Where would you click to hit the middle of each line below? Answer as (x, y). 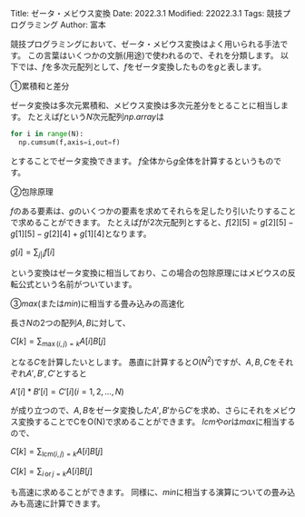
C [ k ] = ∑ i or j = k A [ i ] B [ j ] (52, 472)
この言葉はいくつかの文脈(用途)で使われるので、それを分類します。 (153, 55)
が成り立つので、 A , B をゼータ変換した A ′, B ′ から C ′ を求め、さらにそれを (142, 410)
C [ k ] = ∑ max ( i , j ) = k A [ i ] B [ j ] (59, 342)
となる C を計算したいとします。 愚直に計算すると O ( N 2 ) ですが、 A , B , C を (144, 361)
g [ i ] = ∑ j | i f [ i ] (33, 253)
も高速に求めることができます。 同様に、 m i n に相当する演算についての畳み (149, 492)
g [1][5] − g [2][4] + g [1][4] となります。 (81, 234)
